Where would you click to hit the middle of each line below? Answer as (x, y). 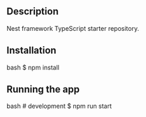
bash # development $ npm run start (59, 106)
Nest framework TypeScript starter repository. (73, 28)
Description (32, 12)
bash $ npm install (33, 67)
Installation (31, 51)
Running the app (43, 89)
